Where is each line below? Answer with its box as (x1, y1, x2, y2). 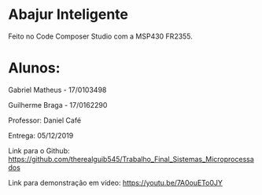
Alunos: (8, 59, 61, 77)
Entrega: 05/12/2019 (8, 131, 74, 140)
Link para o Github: (8, 145, 70, 155)
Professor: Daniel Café (8, 116, 81, 125)
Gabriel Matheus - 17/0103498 (8, 85, 107, 94)
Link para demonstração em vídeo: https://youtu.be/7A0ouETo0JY (8, 178, 223, 187)
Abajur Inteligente (8, 6, 128, 24)
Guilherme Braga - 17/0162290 (8, 100, 108, 109)
